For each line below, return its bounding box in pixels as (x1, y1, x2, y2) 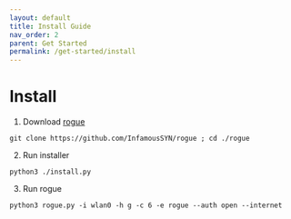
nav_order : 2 (9, 30, 59, 39)
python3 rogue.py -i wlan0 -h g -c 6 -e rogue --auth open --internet (9, 201, 283, 210)
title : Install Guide (9, 22, 92, 31)
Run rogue (22, 184, 62, 194)
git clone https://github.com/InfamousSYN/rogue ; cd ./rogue (9, 134, 250, 144)
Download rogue (22, 116, 85, 127)
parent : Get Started (9, 38, 88, 48)
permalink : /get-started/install (9, 47, 136, 56)
